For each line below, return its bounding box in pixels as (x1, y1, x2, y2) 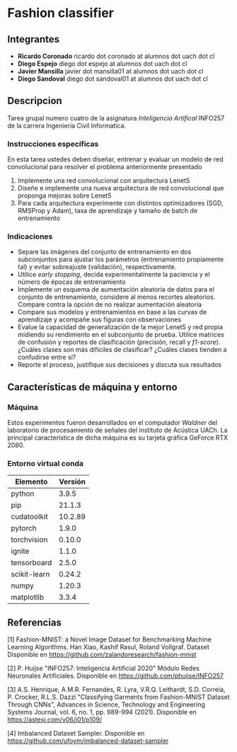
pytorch (11, 523, 37, 533)
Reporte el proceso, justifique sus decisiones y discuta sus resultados (17, 360, 221, 369)
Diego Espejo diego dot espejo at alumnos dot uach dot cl (17, 59, 187, 68)
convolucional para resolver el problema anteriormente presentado (7, 163, 202, 171)
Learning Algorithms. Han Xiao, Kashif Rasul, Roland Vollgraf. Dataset (7, 643, 210, 651)
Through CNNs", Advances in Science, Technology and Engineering (7, 700, 205, 709)
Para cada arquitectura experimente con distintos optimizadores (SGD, (17, 199, 224, 207)
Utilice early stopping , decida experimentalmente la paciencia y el (17, 270, 210, 279)
